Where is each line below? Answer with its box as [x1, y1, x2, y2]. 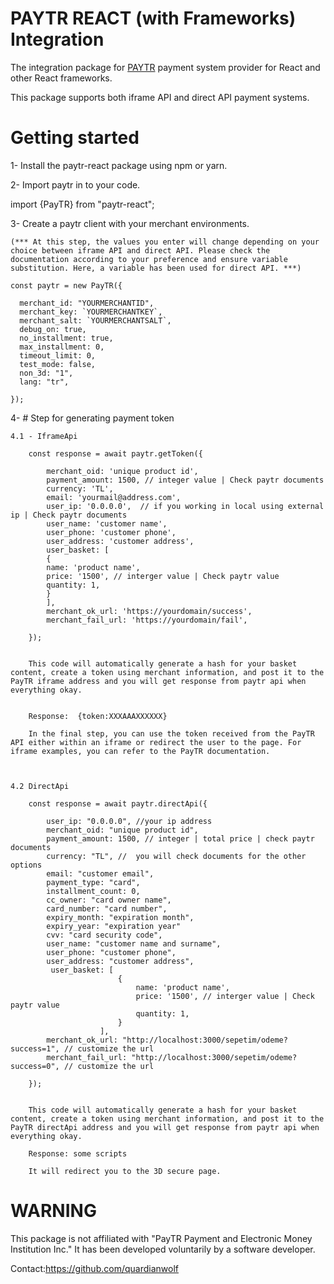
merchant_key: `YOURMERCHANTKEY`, [19, 307, 163, 317]
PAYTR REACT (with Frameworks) [10, 7, 297, 30]
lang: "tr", [19, 377, 70, 387]
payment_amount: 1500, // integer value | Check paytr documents [46, 475, 325, 485]
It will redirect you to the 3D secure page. [28, 1166, 222, 1176]
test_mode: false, [19, 359, 97, 369]
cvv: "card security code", [46, 930, 163, 940]
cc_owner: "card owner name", [46, 895, 172, 905]
